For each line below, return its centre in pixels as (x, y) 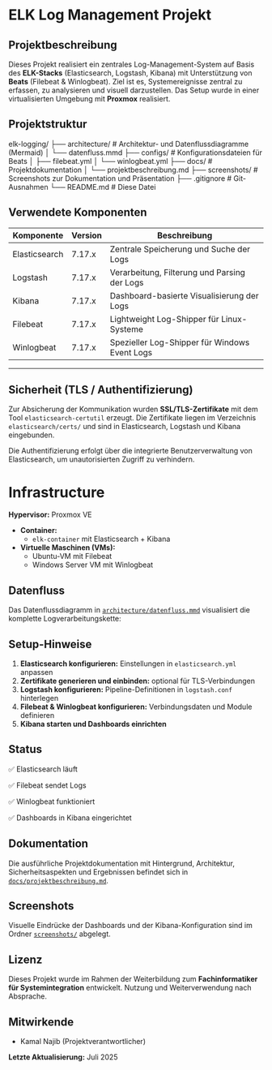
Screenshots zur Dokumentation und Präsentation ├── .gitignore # (120, 178)
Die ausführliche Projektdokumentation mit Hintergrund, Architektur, (122, 863)
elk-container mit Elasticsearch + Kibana (101, 539)
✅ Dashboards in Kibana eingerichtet (70, 818)
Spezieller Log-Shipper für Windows (180, 342)
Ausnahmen (28, 187)
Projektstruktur (48, 125)
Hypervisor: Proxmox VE (50, 515)
